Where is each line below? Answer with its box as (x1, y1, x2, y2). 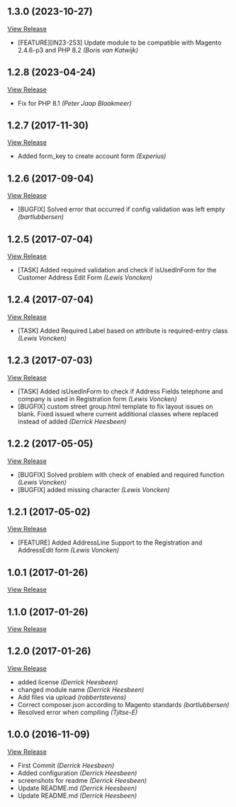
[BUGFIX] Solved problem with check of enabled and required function (17, 470, 225, 479)
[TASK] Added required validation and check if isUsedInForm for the (17, 266, 217, 274)
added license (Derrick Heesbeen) (17, 677, 118, 686)
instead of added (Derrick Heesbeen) (17, 417, 127, 425)
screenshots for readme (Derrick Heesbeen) (17, 776, 147, 784)
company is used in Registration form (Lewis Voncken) (17, 394, 177, 403)
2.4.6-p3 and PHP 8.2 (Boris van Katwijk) (17, 45, 139, 54)
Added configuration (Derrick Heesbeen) (17, 769, 137, 777)
